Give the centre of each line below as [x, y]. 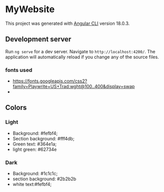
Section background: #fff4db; [43, 138]
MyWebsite [30, 9]
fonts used [19, 70]
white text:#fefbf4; [32, 184]
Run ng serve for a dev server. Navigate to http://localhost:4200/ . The [80, 51]
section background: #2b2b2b [44, 179]
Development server [38, 39]
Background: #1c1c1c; [35, 174]
